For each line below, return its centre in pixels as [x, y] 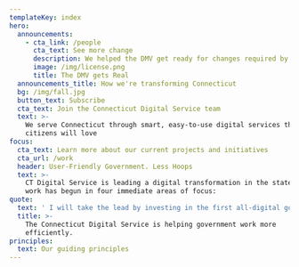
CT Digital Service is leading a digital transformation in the [147, 183]
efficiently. [49, 232]
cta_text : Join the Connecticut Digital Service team [119, 109]
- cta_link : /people [63, 42]
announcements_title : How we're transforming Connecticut [127, 84]
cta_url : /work [45, 158]
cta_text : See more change [83, 51]
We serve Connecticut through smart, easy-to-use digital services [153, 125]
